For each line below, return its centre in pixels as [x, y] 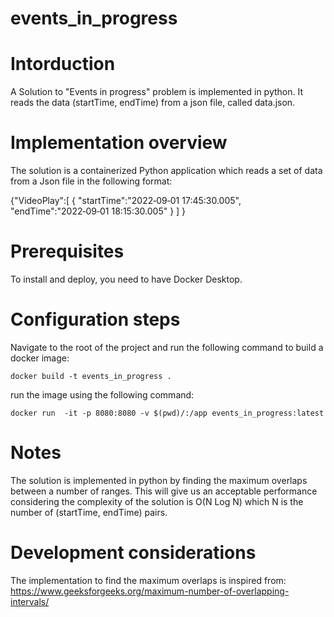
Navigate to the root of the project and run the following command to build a [167, 347]
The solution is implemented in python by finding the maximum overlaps [159, 480]
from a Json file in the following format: [91, 181]
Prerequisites [67, 251]
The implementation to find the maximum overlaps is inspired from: [148, 580]
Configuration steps [95, 319]
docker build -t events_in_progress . [91, 376]
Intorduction [63, 64]
